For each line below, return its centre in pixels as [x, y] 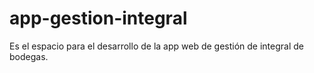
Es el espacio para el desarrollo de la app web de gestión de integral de [157, 46]
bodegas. [29, 56]
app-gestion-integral [98, 18]
